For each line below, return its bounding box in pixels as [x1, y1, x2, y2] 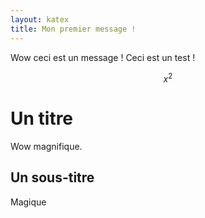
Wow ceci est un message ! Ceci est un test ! [10, 51, 196, 63]
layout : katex [10, 14, 70, 25]
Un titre [10, 107, 74, 130]
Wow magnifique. [10, 141, 83, 153]
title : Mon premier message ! [10, 24, 137, 34]
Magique [10, 196, 47, 208]
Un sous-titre [10, 169, 95, 186]
